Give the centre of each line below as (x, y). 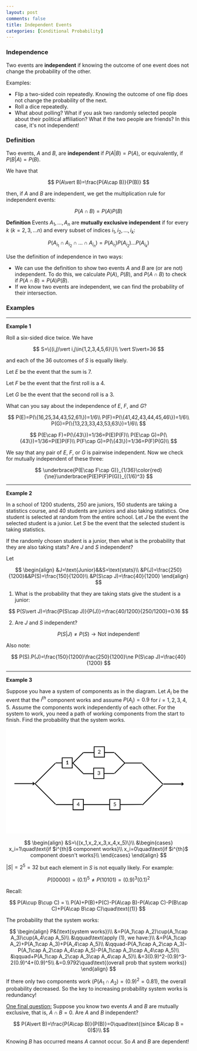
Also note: (18, 645)
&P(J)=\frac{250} (161, 570)
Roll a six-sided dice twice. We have (50, 337)
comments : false (26, 18)
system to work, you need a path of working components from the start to (95, 714)
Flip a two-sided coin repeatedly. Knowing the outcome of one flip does (101, 94)
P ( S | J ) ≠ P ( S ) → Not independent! (98, 634)
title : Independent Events (39, 25)
